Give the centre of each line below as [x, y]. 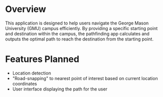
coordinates [25, 83]
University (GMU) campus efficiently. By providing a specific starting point [81, 28]
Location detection [32, 73]
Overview [26, 9]
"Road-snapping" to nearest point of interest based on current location [85, 78]
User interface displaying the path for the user [60, 89]
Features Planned [42, 59]
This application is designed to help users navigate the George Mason [77, 23]
